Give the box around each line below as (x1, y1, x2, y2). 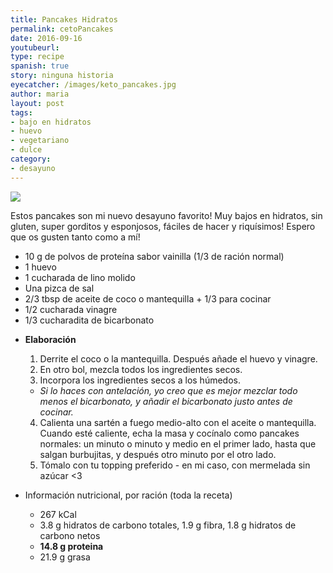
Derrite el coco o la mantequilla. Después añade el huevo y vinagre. (39, 352, 318, 365)
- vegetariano (10, 136, 70, 146)
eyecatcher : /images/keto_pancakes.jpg (10, 80, 177, 90)
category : (10, 154, 52, 164)
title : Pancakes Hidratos (10, 14, 118, 25)
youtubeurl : (10, 42, 60, 53)
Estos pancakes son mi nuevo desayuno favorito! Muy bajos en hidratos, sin (10, 209, 323, 221)
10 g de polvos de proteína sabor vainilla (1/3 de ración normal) (24, 250, 285, 262)
